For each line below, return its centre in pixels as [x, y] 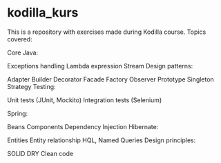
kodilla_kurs [43, 13]
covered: [20, 39]
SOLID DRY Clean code [40, 153]
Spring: [18, 113]
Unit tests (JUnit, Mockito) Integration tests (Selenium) [85, 100]
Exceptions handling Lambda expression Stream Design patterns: [100, 66]
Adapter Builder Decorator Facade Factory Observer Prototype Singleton [110, 79]
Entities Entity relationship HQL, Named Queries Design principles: [102, 140]
